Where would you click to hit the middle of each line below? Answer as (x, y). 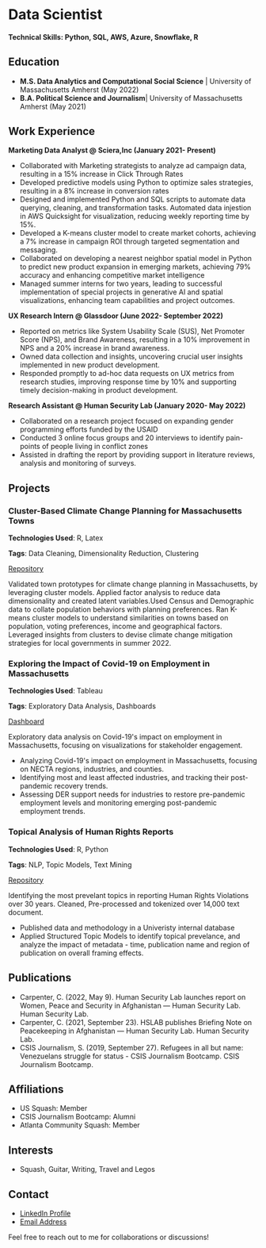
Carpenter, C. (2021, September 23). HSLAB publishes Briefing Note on (136, 1022)
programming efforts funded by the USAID (89, 429)
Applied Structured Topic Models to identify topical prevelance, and (130, 936)
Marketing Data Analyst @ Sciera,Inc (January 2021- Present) (112, 150)
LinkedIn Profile (45, 1213)
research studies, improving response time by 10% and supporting (128, 382)
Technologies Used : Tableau (55, 691)
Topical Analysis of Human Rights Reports (91, 832)
